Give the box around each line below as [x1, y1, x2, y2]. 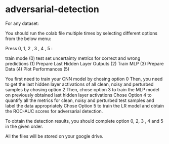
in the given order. [5, 123, 44, 129]
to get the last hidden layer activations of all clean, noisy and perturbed [5, 81, 154, 87]
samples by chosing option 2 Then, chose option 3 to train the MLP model [5, 86, 159, 92]
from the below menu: [5, 35, 52, 42]
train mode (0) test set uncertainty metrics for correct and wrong [5, 55, 141, 61]
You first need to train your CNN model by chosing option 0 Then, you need [5, 76, 163, 82]
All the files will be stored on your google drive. [5, 133, 104, 139]
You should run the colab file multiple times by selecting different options [5, 30, 158, 36]
